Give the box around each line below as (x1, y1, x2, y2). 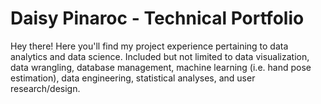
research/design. (10, 82, 81, 94)
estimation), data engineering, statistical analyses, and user (10, 72, 256, 84)
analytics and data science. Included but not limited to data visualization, (10, 50, 310, 62)
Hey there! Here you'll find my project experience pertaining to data (10, 40, 289, 52)
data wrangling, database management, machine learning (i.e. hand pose (10, 61, 312, 73)
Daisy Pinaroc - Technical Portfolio (10, 7, 305, 30)
